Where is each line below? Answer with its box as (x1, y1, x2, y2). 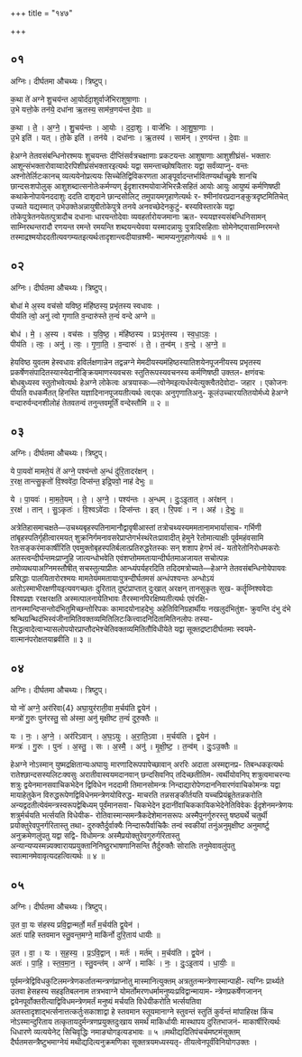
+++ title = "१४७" (10, 8, 73, 18)
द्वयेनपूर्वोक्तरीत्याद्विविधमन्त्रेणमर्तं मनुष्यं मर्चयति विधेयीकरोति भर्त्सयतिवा (10, 997, 202, 1007)
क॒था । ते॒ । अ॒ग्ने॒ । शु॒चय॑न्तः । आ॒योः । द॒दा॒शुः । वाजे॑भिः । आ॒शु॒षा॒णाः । (10, 122, 215, 133)
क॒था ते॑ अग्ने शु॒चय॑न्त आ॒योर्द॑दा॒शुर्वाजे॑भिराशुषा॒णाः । (10, 94, 148, 105)
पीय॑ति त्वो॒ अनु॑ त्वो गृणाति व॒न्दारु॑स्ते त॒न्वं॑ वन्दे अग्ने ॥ (10, 311, 156, 321)
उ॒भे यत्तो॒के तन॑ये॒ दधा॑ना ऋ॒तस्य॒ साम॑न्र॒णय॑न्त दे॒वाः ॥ (10, 104, 151, 115)
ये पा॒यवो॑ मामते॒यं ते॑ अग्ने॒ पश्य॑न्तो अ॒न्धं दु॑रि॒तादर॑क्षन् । (10, 466, 155, 477)
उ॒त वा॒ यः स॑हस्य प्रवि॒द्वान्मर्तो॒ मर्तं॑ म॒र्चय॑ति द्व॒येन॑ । (10, 920, 141, 931)
